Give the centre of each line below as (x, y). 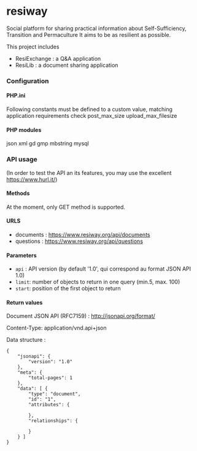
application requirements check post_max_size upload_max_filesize (92, 116)
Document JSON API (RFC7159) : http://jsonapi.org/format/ (81, 316)
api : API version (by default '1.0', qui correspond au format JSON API (103, 269)
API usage (22, 160)
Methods (18, 193)
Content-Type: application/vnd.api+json (56, 328)
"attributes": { (49, 405)
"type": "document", (55, 394)
